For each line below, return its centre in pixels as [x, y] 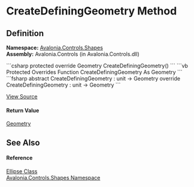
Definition [25, 33]
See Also [23, 143]
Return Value [23, 110]
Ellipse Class [22, 171]
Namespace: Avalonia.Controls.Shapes [55, 48]
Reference [19, 158]
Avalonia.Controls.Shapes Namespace [53, 177]
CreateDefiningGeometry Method [92, 11]
